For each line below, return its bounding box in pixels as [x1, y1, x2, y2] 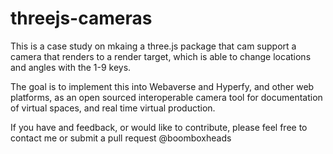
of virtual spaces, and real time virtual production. [10, 102, 216, 114]
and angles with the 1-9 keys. [10, 61, 132, 73]
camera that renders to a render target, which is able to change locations [10, 50, 312, 62]
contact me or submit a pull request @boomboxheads [10, 132, 232, 144]
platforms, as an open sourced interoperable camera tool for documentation [10, 91, 323, 103]
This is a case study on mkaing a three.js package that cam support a [10, 40, 297, 52]
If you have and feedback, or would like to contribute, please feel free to [10, 121, 308, 133]
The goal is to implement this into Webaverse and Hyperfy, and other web [10, 80, 315, 92]
